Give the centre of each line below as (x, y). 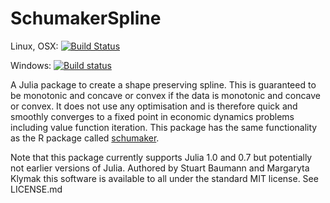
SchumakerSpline (86, 18)
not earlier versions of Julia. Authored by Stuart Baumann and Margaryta (160, 168)
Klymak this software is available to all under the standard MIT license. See (164, 178)
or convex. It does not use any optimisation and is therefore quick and (154, 106)
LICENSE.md (36, 189)
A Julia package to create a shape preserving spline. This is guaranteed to (163, 84)
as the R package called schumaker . (85, 138)
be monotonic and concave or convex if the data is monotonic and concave (165, 95)
